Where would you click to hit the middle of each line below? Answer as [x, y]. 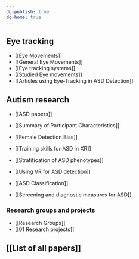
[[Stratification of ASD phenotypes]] [59, 160]
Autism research [38, 100]
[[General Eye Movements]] [49, 62]
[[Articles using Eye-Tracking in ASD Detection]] [74, 81]
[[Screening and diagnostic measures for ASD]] [73, 195]
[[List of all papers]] [44, 248]
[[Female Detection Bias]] [46, 137]
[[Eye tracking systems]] [45, 68]
